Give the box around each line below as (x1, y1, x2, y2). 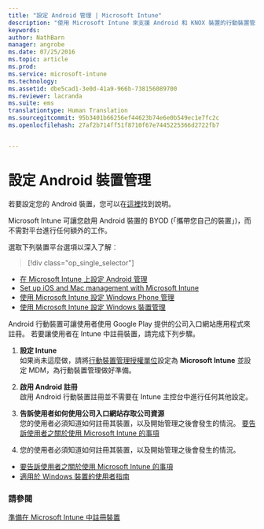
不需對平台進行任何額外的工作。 (8, 225, 112, 235)
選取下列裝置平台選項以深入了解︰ (8, 242, 119, 252)
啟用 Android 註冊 (19, 382, 78, 391)
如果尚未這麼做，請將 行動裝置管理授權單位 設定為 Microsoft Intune (19, 355, 236, 364)
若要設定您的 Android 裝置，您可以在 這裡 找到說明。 (8, 198, 175, 209)
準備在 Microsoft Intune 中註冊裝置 (8, 512, 120, 522)
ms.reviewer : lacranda (8, 92, 82, 100)
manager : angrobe (8, 41, 65, 49)
